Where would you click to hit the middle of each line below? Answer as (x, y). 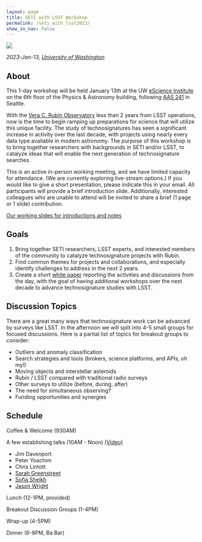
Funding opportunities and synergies (61, 397)
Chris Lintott (30, 467)
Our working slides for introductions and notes (64, 215)
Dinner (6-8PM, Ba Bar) (36, 532)
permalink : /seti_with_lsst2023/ (48, 23)
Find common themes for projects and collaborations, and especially (100, 262)
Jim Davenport (33, 454)
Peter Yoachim (33, 460)
